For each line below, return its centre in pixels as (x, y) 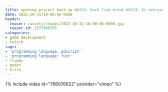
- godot (13, 65)
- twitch (14, 42)
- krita (13, 70)
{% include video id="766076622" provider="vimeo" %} (63, 84)
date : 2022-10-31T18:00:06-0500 (39, 14)
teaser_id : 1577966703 (33, 28)
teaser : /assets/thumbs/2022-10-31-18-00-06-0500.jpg (67, 24)
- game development (25, 38)
